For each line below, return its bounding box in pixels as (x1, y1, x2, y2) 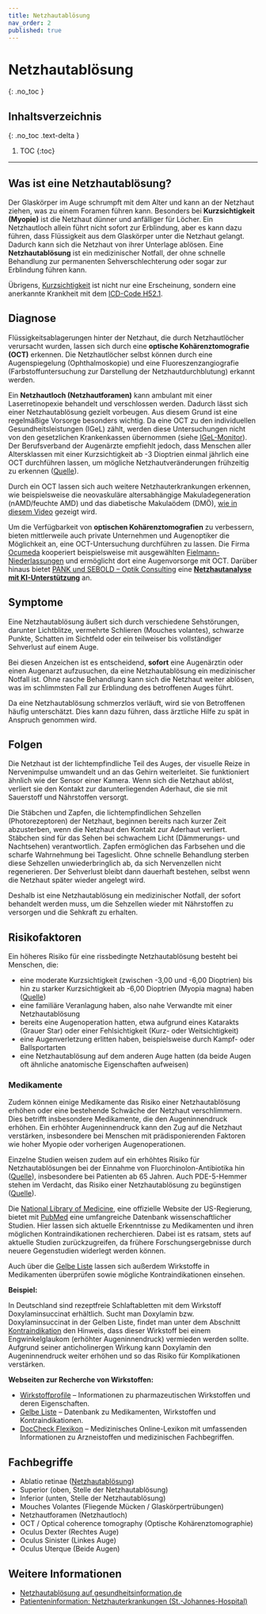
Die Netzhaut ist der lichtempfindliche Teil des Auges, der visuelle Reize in (8, 759, 251, 769)
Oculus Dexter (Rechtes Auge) (19, 1528, 120, 1537)
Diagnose (8, 312, 57, 325)
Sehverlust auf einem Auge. (8, 642, 99, 651)
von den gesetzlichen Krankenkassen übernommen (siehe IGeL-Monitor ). (8, 432, 248, 442)
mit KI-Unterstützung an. (8, 573, 93, 582)
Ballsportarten (19, 1043, 66, 1052)
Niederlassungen (8, 556, 64, 565)
